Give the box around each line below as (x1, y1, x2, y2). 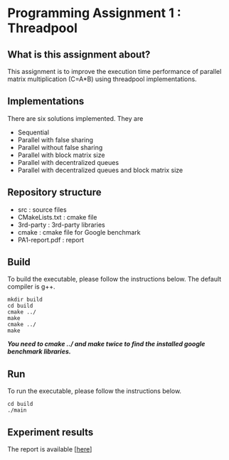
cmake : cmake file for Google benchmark (17, 228, 141, 236)
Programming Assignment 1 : (7, 5, 181, 21)
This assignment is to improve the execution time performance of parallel (7, 68, 222, 75)
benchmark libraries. (7, 347, 71, 356)
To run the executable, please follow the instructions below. (7, 387, 182, 395)
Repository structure (7, 186, 102, 198)
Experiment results (7, 426, 94, 438)
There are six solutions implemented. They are (7, 114, 144, 122)
